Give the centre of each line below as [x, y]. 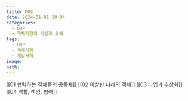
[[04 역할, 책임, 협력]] [32, 92]
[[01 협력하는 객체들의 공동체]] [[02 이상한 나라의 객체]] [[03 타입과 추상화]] [95, 84]
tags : [13, 39]
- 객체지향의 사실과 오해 [38, 34]
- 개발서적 [23, 56]
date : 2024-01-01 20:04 [36, 17]
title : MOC [20, 12]
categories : [21, 23]
